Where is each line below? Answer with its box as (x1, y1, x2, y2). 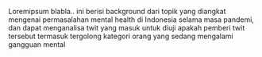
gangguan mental (8, 40, 66, 49)
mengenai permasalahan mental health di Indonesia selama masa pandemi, (8, 15, 254, 24)
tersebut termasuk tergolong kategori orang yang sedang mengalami (8, 31, 233, 41)
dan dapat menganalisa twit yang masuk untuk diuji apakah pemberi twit (8, 23, 245, 32)
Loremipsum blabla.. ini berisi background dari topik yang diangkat (8, 7, 226, 16)
